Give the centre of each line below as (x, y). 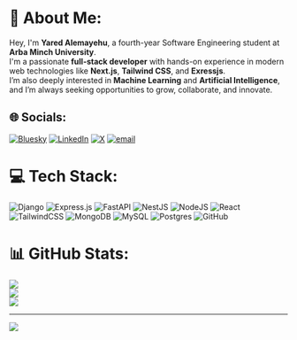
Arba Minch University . (53, 51)
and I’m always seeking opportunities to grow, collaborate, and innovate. (141, 89)
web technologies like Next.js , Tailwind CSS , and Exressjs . (118, 71)
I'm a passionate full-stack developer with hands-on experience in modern (147, 61)
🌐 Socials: (38, 117)
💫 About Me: (56, 18)
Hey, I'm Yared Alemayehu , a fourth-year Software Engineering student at (145, 42)
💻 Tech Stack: (64, 176)
